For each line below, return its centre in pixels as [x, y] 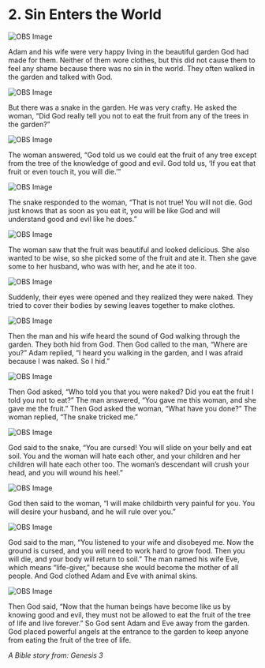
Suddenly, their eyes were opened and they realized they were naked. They [131, 297]
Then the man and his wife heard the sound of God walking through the [124, 336]
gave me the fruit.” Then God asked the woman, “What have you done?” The [132, 408]
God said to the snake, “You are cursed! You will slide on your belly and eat [130, 447]
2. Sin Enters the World [85, 15]
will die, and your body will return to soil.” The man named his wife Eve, [124, 559]
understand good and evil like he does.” [73, 219]
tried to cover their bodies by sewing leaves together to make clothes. [121, 305]
